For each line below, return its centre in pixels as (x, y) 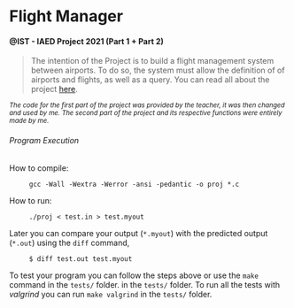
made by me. (29, 121)
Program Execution (44, 140)
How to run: (31, 200)
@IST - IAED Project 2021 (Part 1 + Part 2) (86, 41)
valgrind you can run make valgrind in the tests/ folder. (111, 294)
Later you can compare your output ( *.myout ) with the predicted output (139, 233)
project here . (54, 89)
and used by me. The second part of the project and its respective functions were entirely (146, 113)
